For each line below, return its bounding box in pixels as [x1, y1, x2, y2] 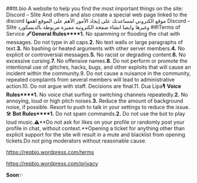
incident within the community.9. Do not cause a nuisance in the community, [6, 70, 191, 77]
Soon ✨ [6, 171, 24, 178]
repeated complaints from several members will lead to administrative [6, 76, 175, 83]
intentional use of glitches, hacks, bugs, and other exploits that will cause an [6, 64, 191, 70]
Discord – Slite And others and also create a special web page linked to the [6, 11, 188, 18]
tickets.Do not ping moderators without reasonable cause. [6, 137, 147, 144]
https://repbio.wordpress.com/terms [6, 149, 94, 155]
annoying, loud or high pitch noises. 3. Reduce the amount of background [6, 97, 183, 104]
